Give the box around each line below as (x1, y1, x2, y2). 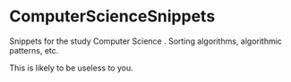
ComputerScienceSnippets (9, 6, 216, 27)
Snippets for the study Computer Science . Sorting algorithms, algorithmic (9, 36, 282, 46)
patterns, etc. (9, 45, 59, 55)
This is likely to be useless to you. (9, 62, 133, 73)
